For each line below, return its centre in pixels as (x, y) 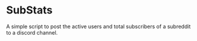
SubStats (29, 10)
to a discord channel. (32, 32)
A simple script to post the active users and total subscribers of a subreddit (98, 26)
